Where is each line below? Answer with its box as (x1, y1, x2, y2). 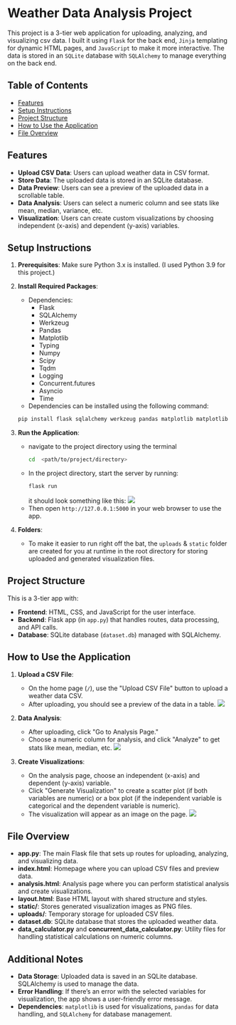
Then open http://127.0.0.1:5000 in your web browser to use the (28, 504, 222, 512)
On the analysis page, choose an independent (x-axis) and (28, 771, 200, 779)
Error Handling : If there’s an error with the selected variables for (17, 987, 206, 996)
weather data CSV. (28, 691, 83, 699)
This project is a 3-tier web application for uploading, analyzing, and (7, 28, 208, 37)
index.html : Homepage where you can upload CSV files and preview (17, 864, 220, 873)
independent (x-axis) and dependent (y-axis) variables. (17, 221, 180, 229)
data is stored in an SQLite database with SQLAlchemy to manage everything (7, 51, 227, 60)
